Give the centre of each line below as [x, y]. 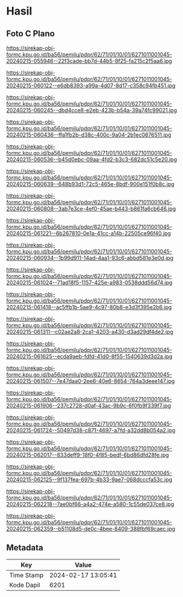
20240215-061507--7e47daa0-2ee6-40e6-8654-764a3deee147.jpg [91, 381]
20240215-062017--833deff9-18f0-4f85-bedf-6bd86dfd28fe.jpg [88, 455]
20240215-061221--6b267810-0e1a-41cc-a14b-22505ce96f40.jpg [88, 233]
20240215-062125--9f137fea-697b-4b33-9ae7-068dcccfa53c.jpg [89, 479]
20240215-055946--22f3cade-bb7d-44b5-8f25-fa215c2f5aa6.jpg [89, 61]
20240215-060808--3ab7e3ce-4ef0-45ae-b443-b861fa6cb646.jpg [91, 208]
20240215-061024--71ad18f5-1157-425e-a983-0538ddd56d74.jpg [89, 282]
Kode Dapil [25, 585]
